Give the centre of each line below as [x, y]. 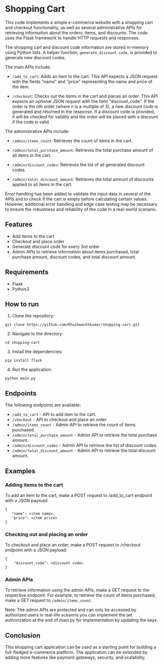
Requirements [27, 272]
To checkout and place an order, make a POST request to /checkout [73, 545]
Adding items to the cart [34, 485]
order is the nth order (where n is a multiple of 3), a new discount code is [85, 106]
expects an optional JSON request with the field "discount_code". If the [83, 101]
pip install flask [24, 361]
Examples [20, 471]
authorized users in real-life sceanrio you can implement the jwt [69, 615]
